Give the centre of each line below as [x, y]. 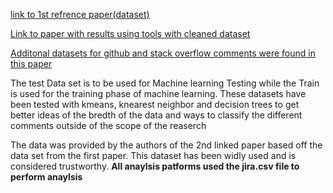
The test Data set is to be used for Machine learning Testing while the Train [165, 83]
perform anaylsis [46, 177]
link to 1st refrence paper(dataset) [80, 14]
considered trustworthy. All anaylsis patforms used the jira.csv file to [155, 166]
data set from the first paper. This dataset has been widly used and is [153, 155]
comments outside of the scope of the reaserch [108, 125]
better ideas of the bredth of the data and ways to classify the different [156, 115]
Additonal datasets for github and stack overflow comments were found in [163, 53]
